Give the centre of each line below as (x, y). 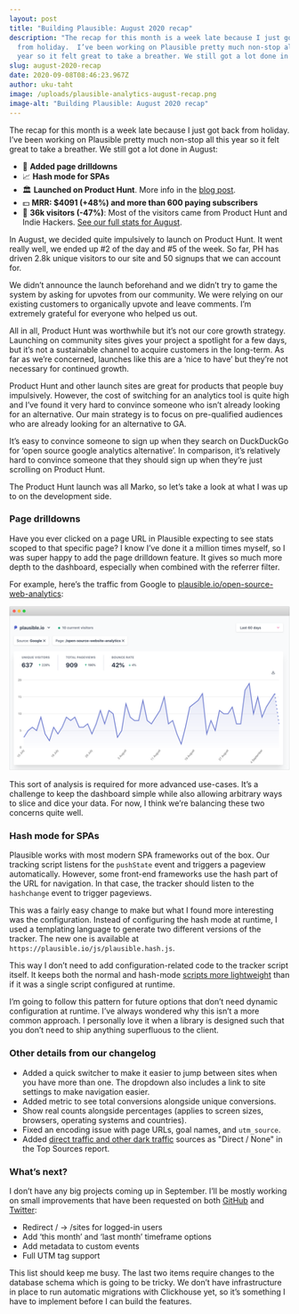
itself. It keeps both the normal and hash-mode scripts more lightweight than (149, 975)
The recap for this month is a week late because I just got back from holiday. (149, 130)
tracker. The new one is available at (74, 939)
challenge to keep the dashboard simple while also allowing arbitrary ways (146, 794)
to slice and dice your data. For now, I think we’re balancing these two (137, 803)
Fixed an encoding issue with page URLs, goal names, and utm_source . (151, 1129)
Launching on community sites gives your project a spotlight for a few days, (148, 340)
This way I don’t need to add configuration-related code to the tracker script (149, 965)
